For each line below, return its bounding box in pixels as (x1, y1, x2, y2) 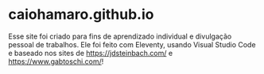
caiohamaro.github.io (8, 6, 154, 24)
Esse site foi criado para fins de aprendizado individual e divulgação (8, 31, 232, 41)
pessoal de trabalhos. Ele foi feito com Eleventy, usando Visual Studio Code (8, 39, 256, 49)
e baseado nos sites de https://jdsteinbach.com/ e (8, 48, 173, 57)
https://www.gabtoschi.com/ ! (8, 57, 104, 66)
